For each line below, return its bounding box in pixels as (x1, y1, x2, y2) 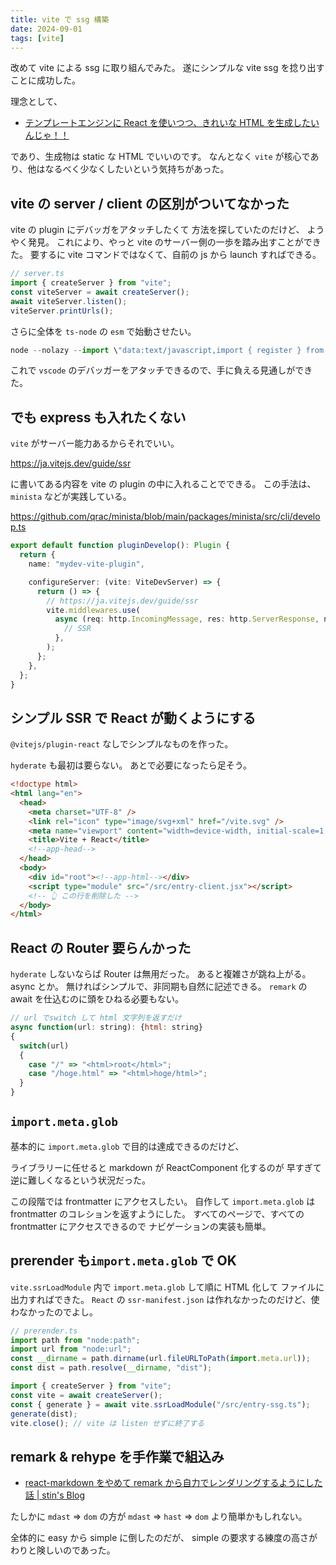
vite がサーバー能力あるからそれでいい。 (10, 437, 180, 450)
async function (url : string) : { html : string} (10, 1022, 203, 1032)
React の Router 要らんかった (10, 939, 192, 956)
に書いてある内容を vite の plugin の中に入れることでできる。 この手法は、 (10, 478, 317, 490)
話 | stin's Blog (24, 1489, 86, 1501)
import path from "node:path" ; (10, 1335, 141, 1345)
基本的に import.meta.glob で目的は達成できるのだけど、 (10, 1140, 245, 1152)
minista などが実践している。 (10, 491, 132, 503)
